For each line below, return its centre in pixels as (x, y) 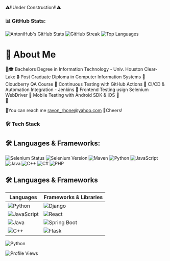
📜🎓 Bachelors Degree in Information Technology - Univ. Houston (74, 69)
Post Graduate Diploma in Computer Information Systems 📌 (83, 77)
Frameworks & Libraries (73, 197)
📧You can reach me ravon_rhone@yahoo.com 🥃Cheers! (64, 111)
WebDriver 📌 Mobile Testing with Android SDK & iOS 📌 (62, 95)
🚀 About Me (31, 55)
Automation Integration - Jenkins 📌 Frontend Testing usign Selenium (77, 90)
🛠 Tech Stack (23, 124)
